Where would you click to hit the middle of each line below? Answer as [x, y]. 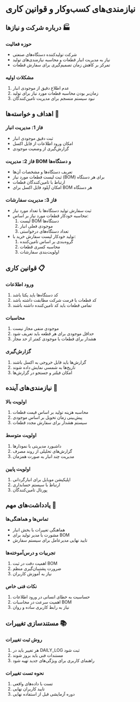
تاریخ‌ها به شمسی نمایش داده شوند [44, 367]
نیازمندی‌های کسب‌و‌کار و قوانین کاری [70, 9]
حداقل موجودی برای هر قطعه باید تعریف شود [53, 334]
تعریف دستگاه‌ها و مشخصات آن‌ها [42, 172]
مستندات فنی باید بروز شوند [38, 655]
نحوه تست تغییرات [25, 673]
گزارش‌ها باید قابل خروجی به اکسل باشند [49, 362]
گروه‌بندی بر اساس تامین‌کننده [47, 242]
